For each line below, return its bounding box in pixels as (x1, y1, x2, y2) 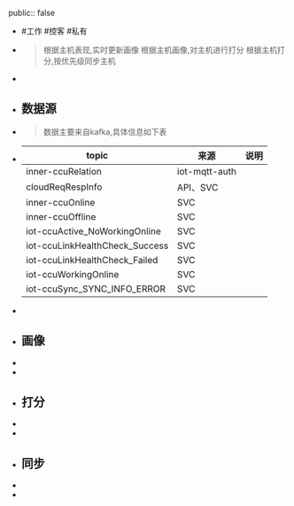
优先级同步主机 (60, 56, 116, 66)
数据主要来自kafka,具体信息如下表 (43, 126, 167, 136)
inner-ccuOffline (25, 210, 97, 222)
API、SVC (176, 181, 219, 193)
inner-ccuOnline (25, 196, 96, 208)
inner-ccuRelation (25, 165, 103, 177)
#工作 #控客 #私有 (20, 26, 88, 36)
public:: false (8, 8, 55, 18)
